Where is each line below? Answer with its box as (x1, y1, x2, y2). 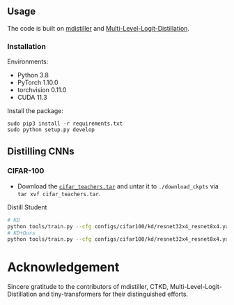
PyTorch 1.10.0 (17, 78, 58, 87)
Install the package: (7, 107, 64, 115)
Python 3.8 (17, 71, 49, 80)
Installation (7, 41, 47, 51)
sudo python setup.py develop (7, 126, 95, 133)
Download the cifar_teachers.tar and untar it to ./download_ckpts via (17, 181, 219, 191)
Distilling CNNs (7, 145, 75, 157)
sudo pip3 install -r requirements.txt (7, 120, 123, 128)
